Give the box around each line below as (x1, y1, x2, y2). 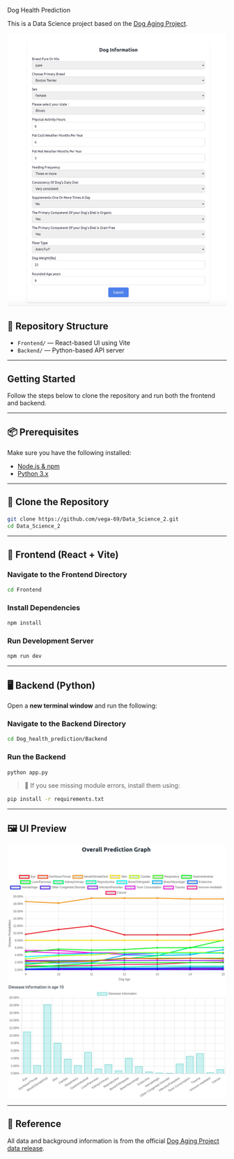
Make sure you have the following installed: (7, 448, 132, 456)
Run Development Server (7, 636, 94, 645)
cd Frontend (7, 586, 42, 594)
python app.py (7, 769, 49, 776)
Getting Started (7, 373, 76, 384)
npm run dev (7, 652, 42, 660)
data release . (7, 1144, 45, 1152)
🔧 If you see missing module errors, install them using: (24, 782, 180, 790)
